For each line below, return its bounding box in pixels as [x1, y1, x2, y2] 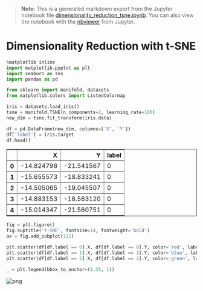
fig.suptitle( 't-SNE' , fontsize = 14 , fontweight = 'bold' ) [6, 227, 150, 234]
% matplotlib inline [6, 59, 56, 65]
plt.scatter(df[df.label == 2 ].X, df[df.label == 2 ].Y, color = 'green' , [6, 255, 190, 261]
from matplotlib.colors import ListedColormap [6, 93, 126, 99]
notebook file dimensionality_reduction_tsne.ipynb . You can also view [21, 12, 194, 19]
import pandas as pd [6, 76, 59, 82]
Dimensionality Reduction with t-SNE [6, 39, 196, 53]
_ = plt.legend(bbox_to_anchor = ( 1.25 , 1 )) [6, 266, 115, 272]
